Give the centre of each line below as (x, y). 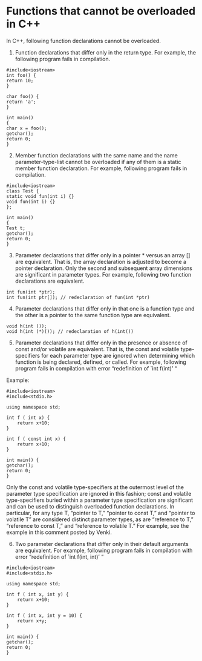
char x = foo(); (27, 128)
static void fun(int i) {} (40, 196)
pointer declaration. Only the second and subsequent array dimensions (103, 268)
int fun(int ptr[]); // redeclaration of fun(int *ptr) (78, 297)
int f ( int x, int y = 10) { (44, 616)
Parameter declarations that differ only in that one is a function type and (105, 308)
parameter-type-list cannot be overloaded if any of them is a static (98, 162)
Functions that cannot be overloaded (101, 11)
